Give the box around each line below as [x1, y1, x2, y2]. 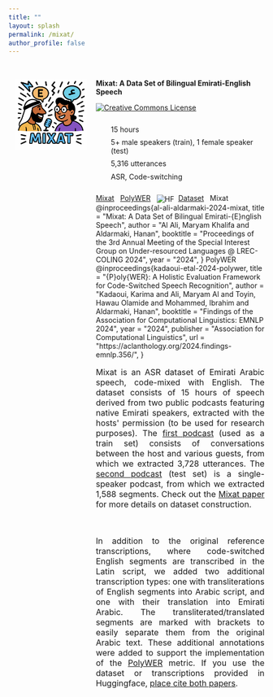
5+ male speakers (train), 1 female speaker [110, 137, 253, 146]
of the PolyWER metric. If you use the [96, 657, 266, 669]
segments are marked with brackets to [96, 616, 265, 628]
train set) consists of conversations [96, 438, 265, 449]
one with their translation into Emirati [96, 596, 265, 608]
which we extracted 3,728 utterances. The [96, 458, 265, 469]
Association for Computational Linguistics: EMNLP [96, 316, 264, 325]
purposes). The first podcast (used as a [96, 428, 265, 439]
